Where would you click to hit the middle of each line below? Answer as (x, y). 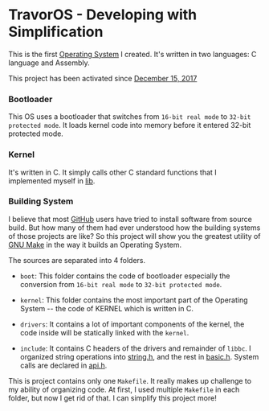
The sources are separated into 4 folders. (77, 260)
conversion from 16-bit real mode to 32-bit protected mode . (121, 284)
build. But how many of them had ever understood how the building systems (134, 228)
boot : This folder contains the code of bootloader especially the (125, 276)
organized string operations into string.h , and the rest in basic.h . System (139, 356)
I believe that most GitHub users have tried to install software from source (130, 219)
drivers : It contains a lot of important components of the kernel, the (132, 324)
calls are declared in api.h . (63, 365)
